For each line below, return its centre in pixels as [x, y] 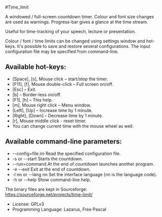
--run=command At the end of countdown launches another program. [83, 164]
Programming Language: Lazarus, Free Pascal [59, 209]
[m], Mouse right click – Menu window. [52, 105]
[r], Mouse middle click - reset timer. [49, 121]
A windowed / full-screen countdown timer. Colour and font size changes [80, 17]
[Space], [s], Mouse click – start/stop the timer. [60, 79]
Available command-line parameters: [63, 142]
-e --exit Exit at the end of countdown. [51, 169]
